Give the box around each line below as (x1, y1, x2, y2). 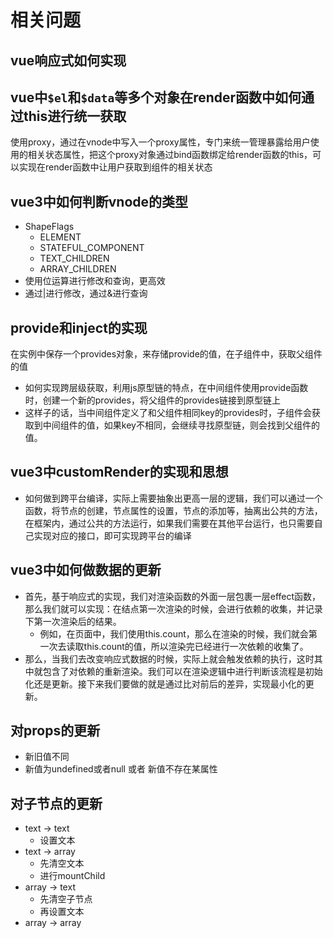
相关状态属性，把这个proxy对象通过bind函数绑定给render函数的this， (27, 149, 313, 161)
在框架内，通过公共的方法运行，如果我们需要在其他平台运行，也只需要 (24, 517, 315, 529)
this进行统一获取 (23, 107, 127, 125)
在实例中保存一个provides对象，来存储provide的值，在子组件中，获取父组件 (10, 348, 323, 360)
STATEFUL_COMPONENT (39, 242, 145, 254)
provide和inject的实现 (10, 319, 148, 336)
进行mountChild (39, 870, 106, 882)
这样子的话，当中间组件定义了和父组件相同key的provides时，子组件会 (24, 407, 313, 419)
